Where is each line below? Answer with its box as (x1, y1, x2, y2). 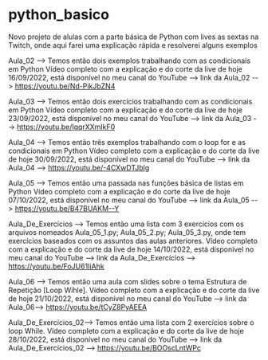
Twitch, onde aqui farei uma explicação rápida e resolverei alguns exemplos (8, 40, 258, 49)
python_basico (8, 6, 110, 24)
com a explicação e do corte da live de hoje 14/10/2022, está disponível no (8, 245, 254, 254)
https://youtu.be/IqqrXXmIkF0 (17, 122, 116, 131)
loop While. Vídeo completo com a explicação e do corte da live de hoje (8, 326, 245, 335)
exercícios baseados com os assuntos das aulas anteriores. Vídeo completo (8, 236, 258, 245)
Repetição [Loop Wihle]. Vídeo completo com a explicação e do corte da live (8, 285, 260, 295)
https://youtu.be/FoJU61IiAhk (8, 261, 105, 271)
